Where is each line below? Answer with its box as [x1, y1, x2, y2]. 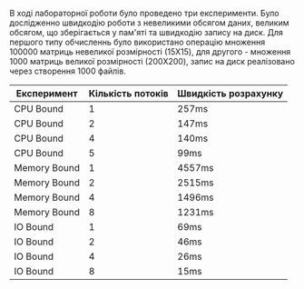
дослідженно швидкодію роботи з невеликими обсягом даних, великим [9, 17, 289, 28]
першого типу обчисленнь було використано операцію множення [9, 36, 266, 47]
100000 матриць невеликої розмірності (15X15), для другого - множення [9, 46, 291, 57]
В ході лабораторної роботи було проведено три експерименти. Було [9, 8, 279, 18]
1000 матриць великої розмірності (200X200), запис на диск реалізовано [9, 56, 295, 66]
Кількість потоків [88, 87, 169, 99]
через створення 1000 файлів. [9, 65, 127, 76]
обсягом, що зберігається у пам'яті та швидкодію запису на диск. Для [9, 27, 284, 37]
